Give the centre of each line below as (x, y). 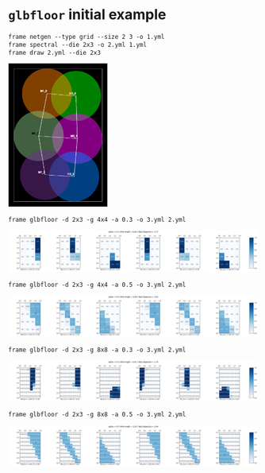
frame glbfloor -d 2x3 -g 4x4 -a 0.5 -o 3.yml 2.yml (97, 285)
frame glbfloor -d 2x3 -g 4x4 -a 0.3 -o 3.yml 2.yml (97, 220)
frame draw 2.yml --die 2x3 (55, 52)
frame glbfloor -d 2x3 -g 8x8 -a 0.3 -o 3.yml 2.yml (97, 350)
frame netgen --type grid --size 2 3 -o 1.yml (86, 37)
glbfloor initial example (87, 15)
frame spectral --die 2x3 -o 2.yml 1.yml (78, 45)
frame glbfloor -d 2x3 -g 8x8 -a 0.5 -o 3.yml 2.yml (97, 415)
